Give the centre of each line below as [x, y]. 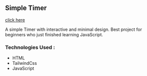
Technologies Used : [30, 47]
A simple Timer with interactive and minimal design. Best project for [73, 29]
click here [15, 20]
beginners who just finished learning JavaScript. [54, 34]
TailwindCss [25, 63]
